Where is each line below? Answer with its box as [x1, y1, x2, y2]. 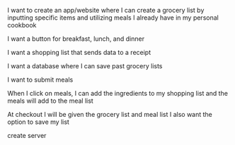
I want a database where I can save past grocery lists [7, 62, 163, 70]
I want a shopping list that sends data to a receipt [7, 49, 151, 56]
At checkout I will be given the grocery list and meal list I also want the [7, 111, 212, 118]
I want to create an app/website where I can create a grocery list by [7, 6, 205, 14]
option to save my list [7, 118, 69, 126]
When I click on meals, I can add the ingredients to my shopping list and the [7, 89, 229, 97]
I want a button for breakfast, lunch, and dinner [7, 34, 145, 43]
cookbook [7, 21, 37, 29]
